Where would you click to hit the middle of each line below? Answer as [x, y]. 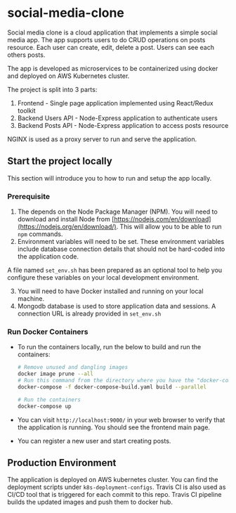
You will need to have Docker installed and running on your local [110, 291]
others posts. [26, 55]
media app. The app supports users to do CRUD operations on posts [106, 39]
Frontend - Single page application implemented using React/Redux [115, 103]
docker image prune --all [55, 374]
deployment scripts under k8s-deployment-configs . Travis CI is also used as [117, 487]
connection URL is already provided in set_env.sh [89, 313]
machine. [31, 299]
